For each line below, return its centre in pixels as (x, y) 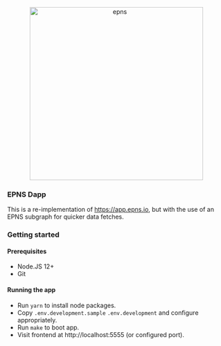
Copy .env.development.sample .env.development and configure (108, 312)
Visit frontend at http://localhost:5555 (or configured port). (101, 334)
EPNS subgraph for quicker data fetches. (66, 217)
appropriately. (37, 320)
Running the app (32, 290)
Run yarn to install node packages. (67, 305)
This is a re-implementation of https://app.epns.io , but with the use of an (111, 210)
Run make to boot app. (48, 327)
